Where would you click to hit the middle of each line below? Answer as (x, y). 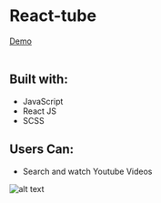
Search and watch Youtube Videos (87, 171)
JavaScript (43, 101)
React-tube (53, 16)
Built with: (39, 80)
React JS (40, 111)
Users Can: (42, 150)
